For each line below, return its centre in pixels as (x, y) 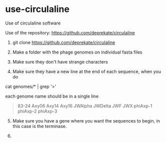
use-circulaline (37, 9)
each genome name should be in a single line (52, 96)
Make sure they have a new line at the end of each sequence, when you (87, 71)
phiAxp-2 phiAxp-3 (37, 111)
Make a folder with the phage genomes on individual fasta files (77, 52)
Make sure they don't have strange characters (60, 61)
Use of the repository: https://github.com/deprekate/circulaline (70, 32)
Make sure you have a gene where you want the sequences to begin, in (86, 120)
